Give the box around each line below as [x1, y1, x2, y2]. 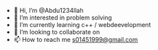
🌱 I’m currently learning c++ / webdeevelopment [13, 21, 151, 28]
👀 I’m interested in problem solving [13, 14, 112, 22]
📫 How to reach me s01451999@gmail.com [13, 36, 139, 43]
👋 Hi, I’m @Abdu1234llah [13, 7, 84, 14]
